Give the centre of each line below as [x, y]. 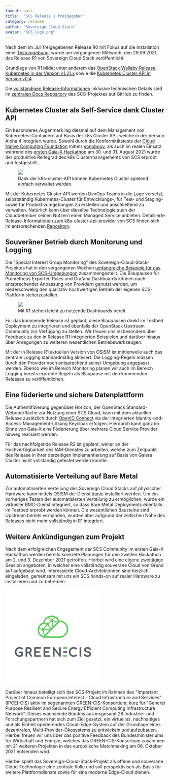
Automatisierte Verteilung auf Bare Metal [72, 476]
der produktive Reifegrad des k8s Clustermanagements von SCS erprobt [81, 157]
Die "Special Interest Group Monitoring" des [51, 262]
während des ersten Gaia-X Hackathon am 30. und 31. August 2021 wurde [83, 152]
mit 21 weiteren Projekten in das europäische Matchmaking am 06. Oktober [84, 746]
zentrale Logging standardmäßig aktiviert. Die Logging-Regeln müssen [79, 357]
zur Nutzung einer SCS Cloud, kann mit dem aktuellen [95, 412]
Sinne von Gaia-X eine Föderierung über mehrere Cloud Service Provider [81, 429]
